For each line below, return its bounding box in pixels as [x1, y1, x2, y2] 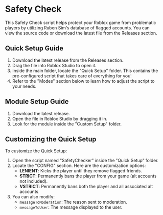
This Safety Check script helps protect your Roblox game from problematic [5, 20, 157, 25]
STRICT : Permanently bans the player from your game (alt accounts [19, 173, 157, 179]
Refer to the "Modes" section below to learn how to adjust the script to [12, 78, 155, 84]
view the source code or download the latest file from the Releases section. [5, 30, 158, 36]
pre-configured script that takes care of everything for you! [12, 72, 132, 79]
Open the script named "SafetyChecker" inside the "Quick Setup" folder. [12, 158, 159, 164]
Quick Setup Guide [5, 44, 64, 52]
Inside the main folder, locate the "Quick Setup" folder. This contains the [12, 68, 158, 73]
